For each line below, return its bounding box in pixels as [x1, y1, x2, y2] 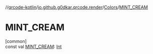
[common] [5, 38, 27, 44]
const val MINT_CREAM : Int [5, 43, 62, 49]
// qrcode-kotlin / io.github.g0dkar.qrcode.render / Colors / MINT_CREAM [5, 4, 148, 10]
